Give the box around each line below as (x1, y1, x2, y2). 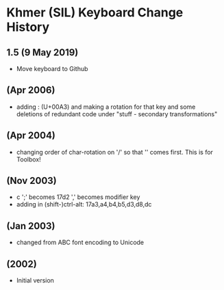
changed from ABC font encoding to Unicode (16, 238, 145, 247)
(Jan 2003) (6, 220, 55, 232)
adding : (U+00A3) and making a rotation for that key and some (16, 103, 196, 111)
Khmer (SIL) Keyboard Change (6, 5, 184, 21)
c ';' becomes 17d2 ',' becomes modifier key (16, 193, 140, 201)
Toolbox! (16, 155, 42, 163)
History (6, 19, 50, 35)
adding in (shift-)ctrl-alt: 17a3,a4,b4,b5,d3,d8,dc (16, 200, 152, 209)
